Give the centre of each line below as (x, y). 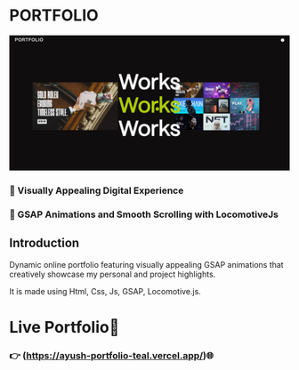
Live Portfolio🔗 (65, 327)
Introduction (44, 243)
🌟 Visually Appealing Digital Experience (97, 190)
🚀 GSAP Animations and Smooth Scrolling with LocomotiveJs (144, 214)
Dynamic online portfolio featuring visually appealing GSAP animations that (146, 264)
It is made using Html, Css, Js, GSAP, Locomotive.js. (105, 291)
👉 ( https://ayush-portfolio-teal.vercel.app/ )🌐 (112, 355)
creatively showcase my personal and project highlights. (113, 274)
